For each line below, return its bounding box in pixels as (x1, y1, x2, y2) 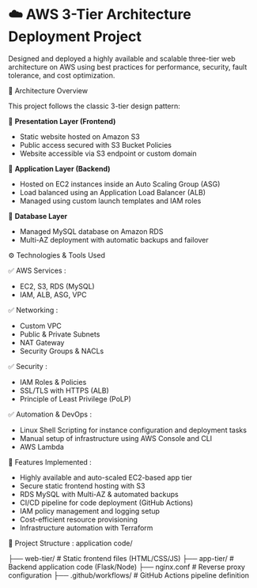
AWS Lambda (19, 442, 65, 451)
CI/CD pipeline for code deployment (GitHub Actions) (19, 498, 194, 507)
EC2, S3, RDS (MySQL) (19, 281, 95, 291)
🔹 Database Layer (8, 211, 68, 220)
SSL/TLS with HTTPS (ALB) (19, 386, 109, 395)
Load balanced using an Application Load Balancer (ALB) (19, 187, 206, 197)
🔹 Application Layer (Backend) (8, 164, 111, 173)
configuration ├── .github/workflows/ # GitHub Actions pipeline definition (8, 570, 250, 580)
